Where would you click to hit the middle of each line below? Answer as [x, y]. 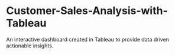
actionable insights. [30, 46]
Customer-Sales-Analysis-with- [87, 11]
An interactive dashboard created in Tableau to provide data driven [88, 39]
